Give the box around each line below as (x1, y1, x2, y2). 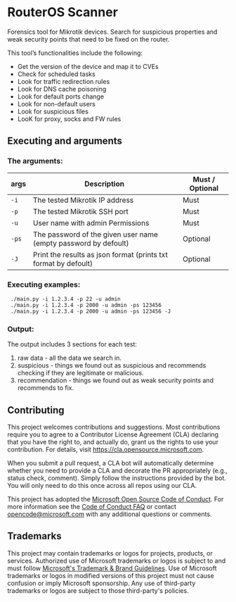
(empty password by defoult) (32, 238, 129, 248)
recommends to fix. (17, 384, 74, 392)
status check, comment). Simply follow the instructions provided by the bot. (7, 474, 227, 482)
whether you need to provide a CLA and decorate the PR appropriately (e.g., (7, 466, 228, 475)
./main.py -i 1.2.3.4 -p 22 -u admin (10, 295, 121, 303)
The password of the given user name (32, 230, 158, 239)
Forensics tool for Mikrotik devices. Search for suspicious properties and (7, 27, 218, 36)
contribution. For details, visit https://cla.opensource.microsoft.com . (7, 445, 204, 454)
